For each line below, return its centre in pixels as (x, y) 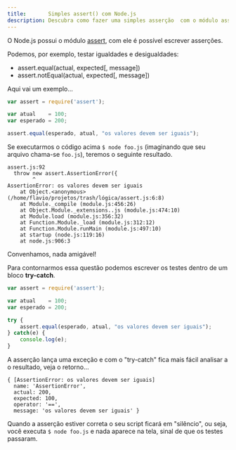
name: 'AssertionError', (50, 386)
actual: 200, (33, 392)
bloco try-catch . (31, 275)
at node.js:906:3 (45, 241)
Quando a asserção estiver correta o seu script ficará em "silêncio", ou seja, (117, 424)
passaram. (22, 439)
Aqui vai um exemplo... (40, 89)
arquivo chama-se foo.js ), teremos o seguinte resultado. (90, 154)
